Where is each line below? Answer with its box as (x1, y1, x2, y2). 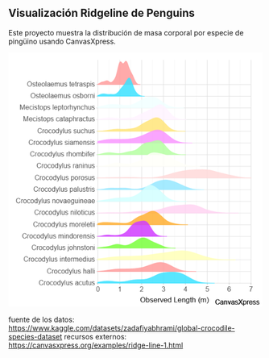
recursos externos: (64, 331, 127, 341)
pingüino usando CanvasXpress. (8, 36, 117, 46)
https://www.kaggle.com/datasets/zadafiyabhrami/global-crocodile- (8, 323, 235, 333)
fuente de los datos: (8, 314, 75, 324)
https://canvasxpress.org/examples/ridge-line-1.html (8, 340, 184, 350)
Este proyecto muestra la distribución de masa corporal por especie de (8, 27, 244, 37)
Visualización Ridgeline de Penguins (8, 6, 196, 20)
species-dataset (8, 331, 63, 341)
